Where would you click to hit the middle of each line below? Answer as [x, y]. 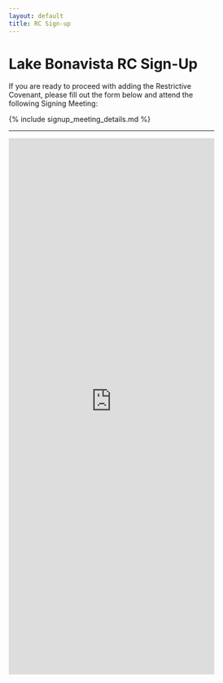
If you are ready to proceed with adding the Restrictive [100, 86]
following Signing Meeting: [53, 103]
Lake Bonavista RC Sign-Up [103, 64]
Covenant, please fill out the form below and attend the [101, 95]
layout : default [36, 16]
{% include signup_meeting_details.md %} [80, 120]
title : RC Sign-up [39, 24]
